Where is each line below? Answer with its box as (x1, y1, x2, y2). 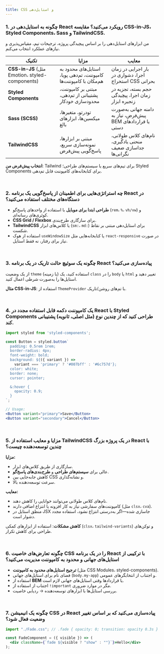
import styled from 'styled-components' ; (5, 330, 91, 335)
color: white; (10, 366, 38, 371)
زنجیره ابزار (111, 98, 136, 105)
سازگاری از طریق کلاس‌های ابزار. (12, 464, 73, 469)
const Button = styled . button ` (5, 339, 69, 344)
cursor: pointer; (10, 376, 45, 380)
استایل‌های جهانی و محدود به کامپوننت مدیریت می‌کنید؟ (5, 556, 120, 563)
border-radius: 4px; (10, 348, 52, 353)
